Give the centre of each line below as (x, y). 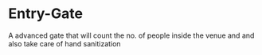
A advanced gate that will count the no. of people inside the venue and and (131, 35)
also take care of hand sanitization (65, 43)
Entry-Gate (46, 14)
